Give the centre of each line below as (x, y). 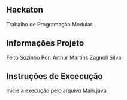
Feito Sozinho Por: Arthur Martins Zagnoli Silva (64, 57)
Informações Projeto (45, 43)
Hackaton (25, 10)
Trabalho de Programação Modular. (50, 24)
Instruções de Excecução (55, 76)
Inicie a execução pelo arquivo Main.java (56, 91)
